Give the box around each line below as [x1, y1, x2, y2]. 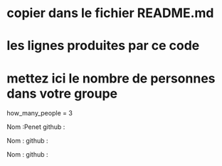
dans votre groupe [6, 85, 118, 101]
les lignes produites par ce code [6, 38, 200, 54]
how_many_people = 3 [6, 109, 73, 118]
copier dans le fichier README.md [6, 5, 214, 21]
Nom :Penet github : [6, 123, 65, 131]
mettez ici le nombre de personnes [6, 70, 216, 86]
